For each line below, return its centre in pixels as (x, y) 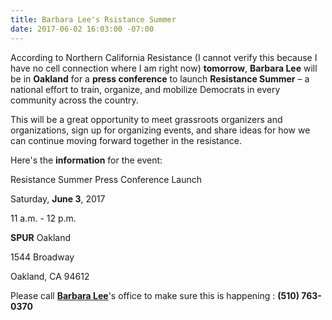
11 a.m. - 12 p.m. (43, 218)
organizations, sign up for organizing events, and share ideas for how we (160, 130)
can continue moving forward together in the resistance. (126, 140)
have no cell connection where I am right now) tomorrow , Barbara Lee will (164, 68)
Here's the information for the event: (86, 160)
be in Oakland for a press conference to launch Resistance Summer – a (160, 78)
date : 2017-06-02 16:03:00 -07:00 (82, 29)
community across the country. (74, 100)
